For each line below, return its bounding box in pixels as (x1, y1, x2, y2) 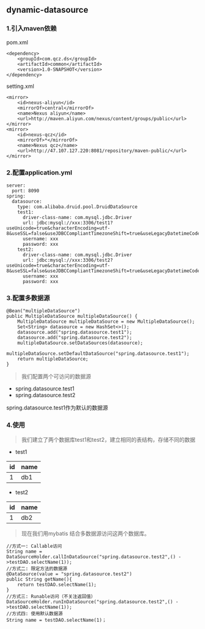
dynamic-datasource (6, 5, 88, 15)
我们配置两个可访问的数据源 (21, 373, 92, 380)
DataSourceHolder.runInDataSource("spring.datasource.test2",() (6, 598, 173, 605)
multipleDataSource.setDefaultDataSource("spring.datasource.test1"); (6, 351, 190, 357)
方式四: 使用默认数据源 (12, 610, 63, 617)
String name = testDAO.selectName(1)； (6, 617, 107, 623)
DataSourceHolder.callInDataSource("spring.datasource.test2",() (6, 553, 176, 560)
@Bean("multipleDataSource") (6, 308, 81, 314)
